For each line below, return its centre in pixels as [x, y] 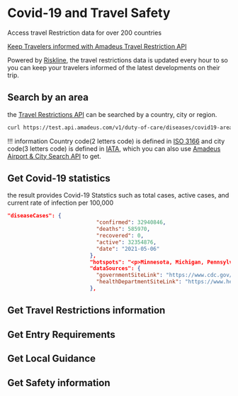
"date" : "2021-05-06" [128, 249]
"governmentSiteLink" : [129, 275]
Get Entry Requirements [61, 334]
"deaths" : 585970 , [123, 229]
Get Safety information [59, 383]
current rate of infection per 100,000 [61, 203]
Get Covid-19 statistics [59, 179]
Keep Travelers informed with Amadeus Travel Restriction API [97, 46]
